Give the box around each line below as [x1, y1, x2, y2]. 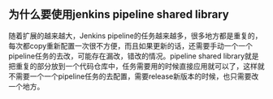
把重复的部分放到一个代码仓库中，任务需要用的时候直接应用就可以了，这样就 [8, 61, 265, 71]
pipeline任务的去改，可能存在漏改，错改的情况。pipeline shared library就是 [8, 51, 259, 61]
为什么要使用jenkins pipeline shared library [8, 7, 229, 22]
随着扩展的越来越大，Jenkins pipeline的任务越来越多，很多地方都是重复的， [8, 31, 262, 41]
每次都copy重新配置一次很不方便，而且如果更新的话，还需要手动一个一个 [8, 41, 253, 50]
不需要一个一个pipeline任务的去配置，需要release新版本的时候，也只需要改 [8, 71, 259, 81]
